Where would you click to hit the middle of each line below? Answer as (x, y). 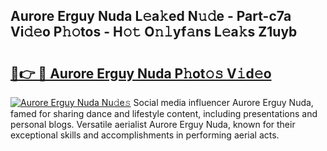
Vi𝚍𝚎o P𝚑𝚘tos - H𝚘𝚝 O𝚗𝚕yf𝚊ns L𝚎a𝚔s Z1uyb (154, 32)
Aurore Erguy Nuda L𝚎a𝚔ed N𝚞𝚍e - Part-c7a (151, 16)
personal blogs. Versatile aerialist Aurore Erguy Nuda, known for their (153, 124)
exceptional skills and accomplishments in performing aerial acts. (145, 135)
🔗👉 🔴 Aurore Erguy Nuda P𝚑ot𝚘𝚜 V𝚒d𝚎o (141, 73)
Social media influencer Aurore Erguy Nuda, (223, 102)
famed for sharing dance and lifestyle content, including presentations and (164, 113)
